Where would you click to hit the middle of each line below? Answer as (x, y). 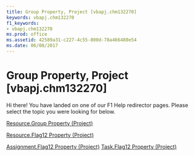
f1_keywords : (23, 23)
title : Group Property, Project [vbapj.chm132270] (72, 12)
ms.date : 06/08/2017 (32, 46)
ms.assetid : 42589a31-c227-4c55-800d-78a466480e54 (72, 40)
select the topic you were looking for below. (61, 111)
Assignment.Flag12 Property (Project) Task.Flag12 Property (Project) (92, 146)
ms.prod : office (27, 34)
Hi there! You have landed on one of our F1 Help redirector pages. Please (97, 105)
